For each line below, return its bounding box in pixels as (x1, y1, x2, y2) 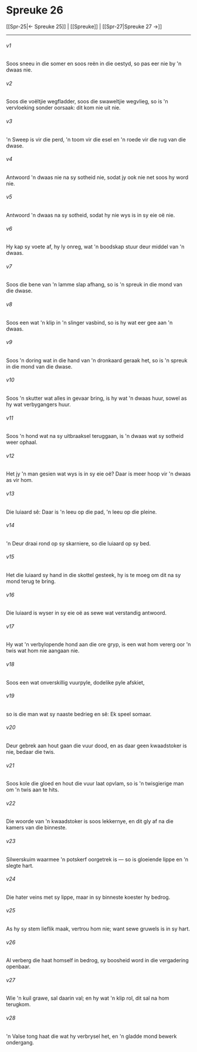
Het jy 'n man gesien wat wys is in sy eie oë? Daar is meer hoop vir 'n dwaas (6, 470, 191, 477)
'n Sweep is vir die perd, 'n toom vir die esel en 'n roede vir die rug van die (6, 136, 186, 143)
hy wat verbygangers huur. (6, 400, 72, 408)
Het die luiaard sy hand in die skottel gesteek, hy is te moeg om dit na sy (6, 571, 181, 578)
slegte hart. (6, 862, 34, 869)
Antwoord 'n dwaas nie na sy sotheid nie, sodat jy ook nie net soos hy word (6, 174, 189, 181)
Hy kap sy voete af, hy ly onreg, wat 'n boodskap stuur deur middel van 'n (6, 243, 185, 250)
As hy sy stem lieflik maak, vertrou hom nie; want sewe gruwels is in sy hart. (6, 925, 191, 932)
